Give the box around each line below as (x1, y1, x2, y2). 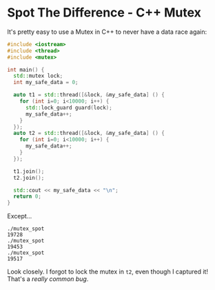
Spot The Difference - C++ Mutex (7, 5, 202, 21)
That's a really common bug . (7, 275, 89, 283)
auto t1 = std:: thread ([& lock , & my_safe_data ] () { (13, 92, 165, 99)
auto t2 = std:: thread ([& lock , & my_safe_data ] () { (13, 130, 165, 137)
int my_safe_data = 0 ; (13, 79, 79, 86)
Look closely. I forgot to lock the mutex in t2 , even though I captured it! (7, 267, 209, 276)
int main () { (7, 66, 45, 73)
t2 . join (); (13, 174, 45, 181)
